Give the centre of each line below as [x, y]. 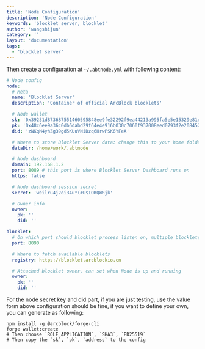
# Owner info [28, 204]
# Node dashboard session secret [54, 187]
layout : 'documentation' [38, 40]
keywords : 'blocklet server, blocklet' [57, 23]
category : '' [23, 35]
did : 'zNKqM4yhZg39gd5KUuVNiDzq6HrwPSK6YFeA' [71, 131]
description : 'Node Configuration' [52, 18]
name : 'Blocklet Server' [43, 97]
